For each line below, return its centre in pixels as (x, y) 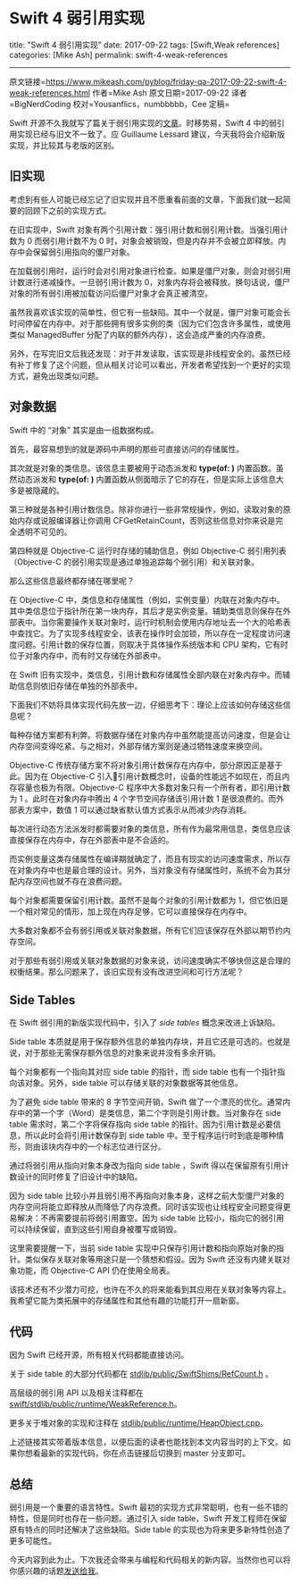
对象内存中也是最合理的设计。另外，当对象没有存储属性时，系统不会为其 (150, 870)
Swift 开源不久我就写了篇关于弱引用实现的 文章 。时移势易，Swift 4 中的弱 (143, 122)
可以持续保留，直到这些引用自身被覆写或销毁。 (95, 1229)
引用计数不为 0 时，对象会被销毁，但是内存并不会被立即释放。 (164, 240)
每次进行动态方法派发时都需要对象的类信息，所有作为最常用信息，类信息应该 (150, 828)
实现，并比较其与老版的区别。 (64, 145)
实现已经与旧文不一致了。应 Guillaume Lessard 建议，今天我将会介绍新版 (151, 134)
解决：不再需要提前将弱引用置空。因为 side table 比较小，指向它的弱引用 (150, 1218)
